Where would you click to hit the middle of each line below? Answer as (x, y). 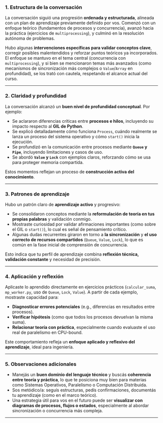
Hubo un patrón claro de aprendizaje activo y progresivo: (63, 204)
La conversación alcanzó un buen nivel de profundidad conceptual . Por (78, 106)
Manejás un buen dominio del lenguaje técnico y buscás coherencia (81, 374)
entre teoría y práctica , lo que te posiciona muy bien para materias (79, 380)
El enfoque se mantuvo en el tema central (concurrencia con (65, 58)
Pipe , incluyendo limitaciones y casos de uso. (57, 152)
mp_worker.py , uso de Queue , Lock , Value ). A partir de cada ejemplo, (72, 292)
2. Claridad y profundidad (36, 96)
